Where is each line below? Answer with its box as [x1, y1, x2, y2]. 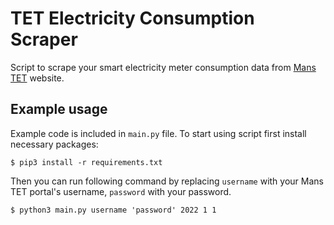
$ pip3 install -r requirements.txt [10, 157, 163, 167]
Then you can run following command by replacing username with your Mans [10, 175, 324, 187]
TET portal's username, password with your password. [10, 185, 232, 197]
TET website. [10, 72, 65, 84]
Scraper [10, 28, 78, 51]
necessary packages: [10, 138, 99, 150]
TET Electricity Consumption [10, 7, 255, 30]
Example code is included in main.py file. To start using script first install [10, 127, 307, 139]
